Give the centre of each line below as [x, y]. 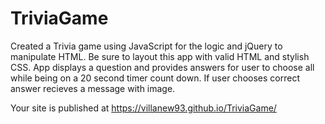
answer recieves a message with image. [93, 88]
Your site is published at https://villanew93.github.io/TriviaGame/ [143, 108]
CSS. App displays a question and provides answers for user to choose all [162, 67]
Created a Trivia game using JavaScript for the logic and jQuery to [146, 46]
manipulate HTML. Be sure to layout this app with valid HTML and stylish [160, 56]
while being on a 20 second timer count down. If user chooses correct [155, 78]
